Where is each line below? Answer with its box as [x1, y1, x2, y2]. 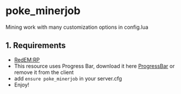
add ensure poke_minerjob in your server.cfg [14, 75, 122, 82]
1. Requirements [5, 41, 66, 51]
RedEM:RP [14, 56, 40, 63]
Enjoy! [14, 81, 29, 88]
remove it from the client [14, 69, 74, 76]
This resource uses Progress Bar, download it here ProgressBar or [14, 62, 175, 69]
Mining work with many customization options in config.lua [5, 23, 149, 31]
